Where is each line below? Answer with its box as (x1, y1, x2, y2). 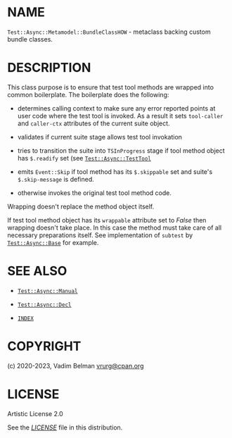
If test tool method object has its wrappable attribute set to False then (7, 215, 207, 224)
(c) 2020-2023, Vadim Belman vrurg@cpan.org (7, 361, 144, 370)
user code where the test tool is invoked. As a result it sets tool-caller (17, 111, 224, 120)
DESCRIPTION (7, 60, 91, 76)
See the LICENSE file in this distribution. (7, 423, 123, 432)
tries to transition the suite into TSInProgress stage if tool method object (17, 146, 225, 155)
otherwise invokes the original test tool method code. (17, 188, 172, 197)
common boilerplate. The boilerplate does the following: (7, 90, 169, 99)
